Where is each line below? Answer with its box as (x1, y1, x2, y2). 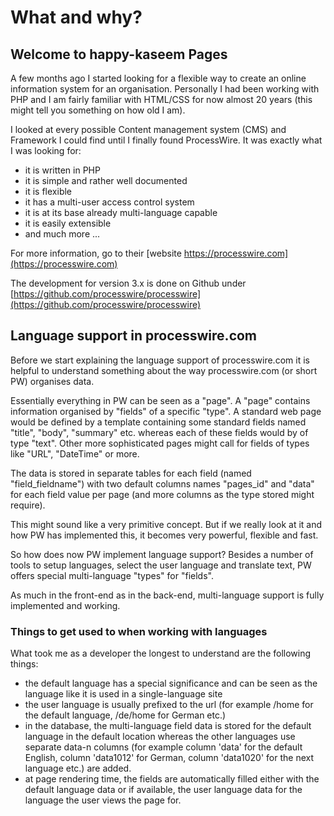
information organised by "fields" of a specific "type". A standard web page (10, 405, 322, 417)
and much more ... (24, 228, 101, 240)
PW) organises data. (10, 375, 95, 387)
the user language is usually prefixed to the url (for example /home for (24, 699, 314, 711)
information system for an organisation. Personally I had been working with (10, 83, 320, 95)
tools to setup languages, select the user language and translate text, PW (10, 559, 312, 571)
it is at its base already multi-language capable (24, 207, 218, 218)
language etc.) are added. (24, 762, 132, 775)
